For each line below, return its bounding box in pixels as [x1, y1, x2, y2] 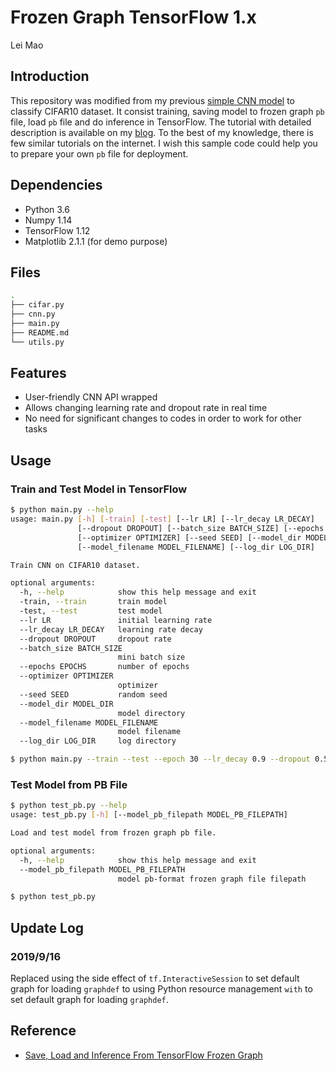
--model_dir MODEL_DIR [19, 699, 114, 709]
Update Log [10, 919, 85, 936]
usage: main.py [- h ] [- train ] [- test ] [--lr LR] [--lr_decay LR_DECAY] [10, 514, 315, 524]
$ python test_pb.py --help [10, 801, 128, 811]
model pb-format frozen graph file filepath [117, 874, 307, 884]
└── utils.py [10, 337, 65, 347]
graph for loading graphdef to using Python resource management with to [10, 982, 313, 995]
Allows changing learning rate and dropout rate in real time [24, 402, 268, 414]
